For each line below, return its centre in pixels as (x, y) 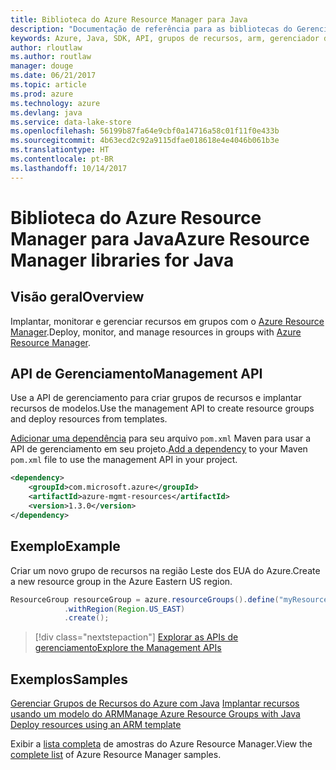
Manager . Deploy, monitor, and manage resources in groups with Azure (156, 332)
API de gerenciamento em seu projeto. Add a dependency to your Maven (159, 449)
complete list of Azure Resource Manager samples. (116, 755)
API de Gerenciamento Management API (136, 374)
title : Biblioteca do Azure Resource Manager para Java (129, 19)
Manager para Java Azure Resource (160, 238)
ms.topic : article (48, 85)
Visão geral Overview (77, 297)
